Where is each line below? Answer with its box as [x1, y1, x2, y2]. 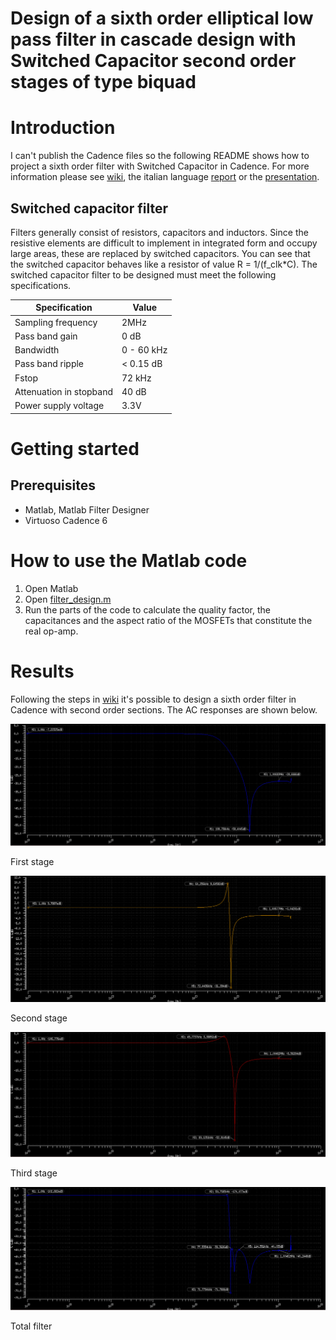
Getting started [10, 437, 140, 460]
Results [10, 660, 75, 682]
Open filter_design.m [24, 593, 112, 605]
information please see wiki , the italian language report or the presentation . [10, 171, 320, 183]
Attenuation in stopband [14, 385, 114, 397]
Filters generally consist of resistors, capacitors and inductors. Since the [10, 226, 309, 238]
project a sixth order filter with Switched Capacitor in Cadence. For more [10, 160, 310, 172]
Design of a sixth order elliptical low [10, 7, 314, 30]
